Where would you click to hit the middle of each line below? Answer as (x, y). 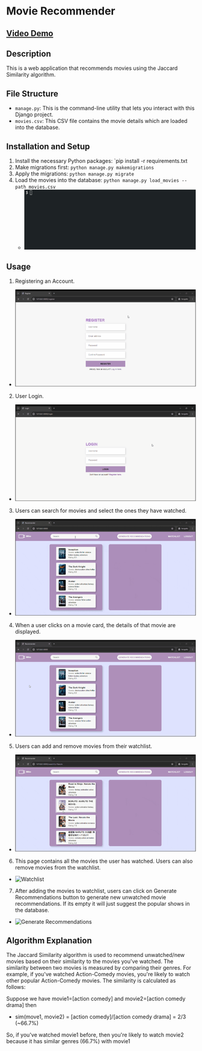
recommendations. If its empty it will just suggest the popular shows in (102, 903)
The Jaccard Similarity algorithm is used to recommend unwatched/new (96, 955)
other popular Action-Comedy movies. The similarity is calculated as (91, 980)
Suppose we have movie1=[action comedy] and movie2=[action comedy (96, 999)
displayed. (28, 632)
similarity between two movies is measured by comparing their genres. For (99, 968)
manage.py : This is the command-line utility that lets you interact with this (105, 108)
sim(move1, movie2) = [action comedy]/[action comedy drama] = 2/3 (100, 1017)
